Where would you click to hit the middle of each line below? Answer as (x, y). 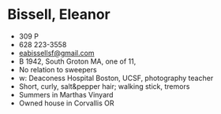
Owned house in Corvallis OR (66, 103)
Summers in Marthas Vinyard (66, 94)
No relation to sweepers (58, 69)
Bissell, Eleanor (59, 15)
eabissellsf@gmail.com (56, 53)
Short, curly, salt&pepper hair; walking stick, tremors (104, 86)
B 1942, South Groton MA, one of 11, (77, 61)
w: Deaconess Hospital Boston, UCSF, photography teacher (116, 78)
